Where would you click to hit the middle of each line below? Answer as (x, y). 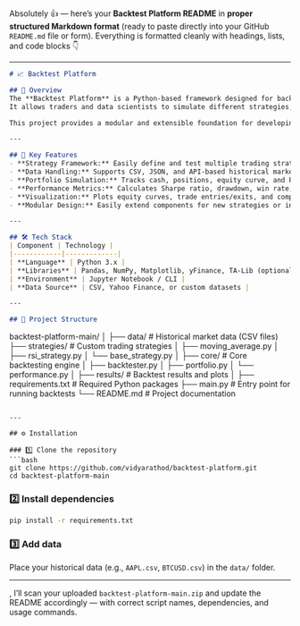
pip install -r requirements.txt (71, 521)
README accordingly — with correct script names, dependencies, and (139, 602)
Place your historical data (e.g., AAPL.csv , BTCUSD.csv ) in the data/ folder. (142, 567)
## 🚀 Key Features (43, 156)
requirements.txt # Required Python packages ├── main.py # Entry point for (150, 385)
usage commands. (43, 612)
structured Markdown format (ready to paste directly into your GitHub (139, 26)
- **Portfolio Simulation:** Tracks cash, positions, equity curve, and (147, 180)
